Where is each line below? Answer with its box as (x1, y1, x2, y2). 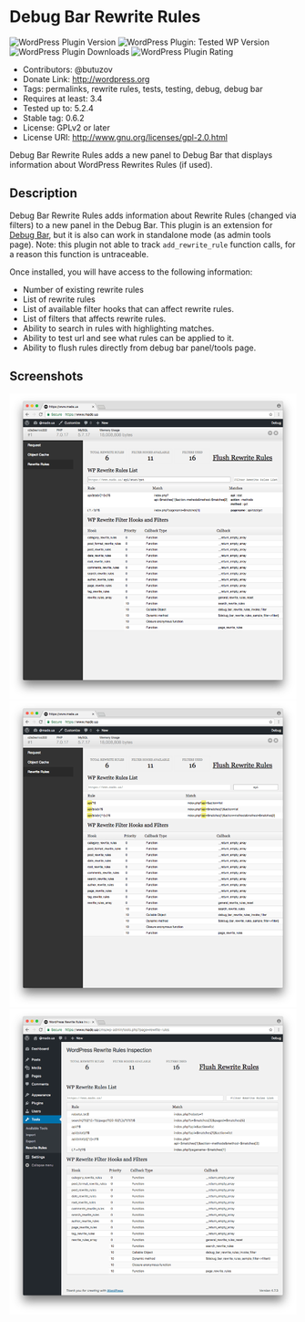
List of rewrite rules (22, 294, 96, 305)
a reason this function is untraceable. (9, 248, 149, 259)
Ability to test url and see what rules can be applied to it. (22, 332, 235, 343)
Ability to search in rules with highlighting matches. (22, 322, 215, 334)
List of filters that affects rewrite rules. (22, 313, 167, 324)
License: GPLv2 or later (22, 121, 111, 133)
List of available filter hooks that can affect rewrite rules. (22, 303, 235, 314)
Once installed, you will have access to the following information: (9, 266, 253, 277)
